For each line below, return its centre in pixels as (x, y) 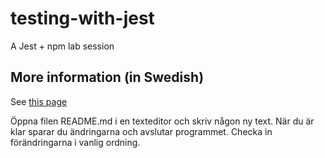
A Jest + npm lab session (62, 46)
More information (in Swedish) (107, 77)
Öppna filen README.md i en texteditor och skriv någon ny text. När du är (162, 121)
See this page (39, 101)
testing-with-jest (82, 18)
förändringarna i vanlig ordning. (75, 142)
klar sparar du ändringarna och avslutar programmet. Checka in (141, 131)
